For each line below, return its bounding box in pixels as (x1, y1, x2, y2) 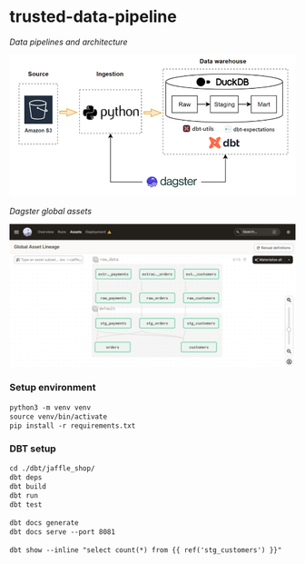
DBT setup (9, 442, 56, 455)
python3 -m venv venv (9, 402, 92, 412)
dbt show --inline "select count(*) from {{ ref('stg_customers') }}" (9, 545, 282, 555)
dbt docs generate (9, 518, 79, 528)
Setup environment (9, 381, 97, 394)
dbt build (9, 481, 47, 491)
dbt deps (9, 472, 43, 482)
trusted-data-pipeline (9, 6, 177, 27)
